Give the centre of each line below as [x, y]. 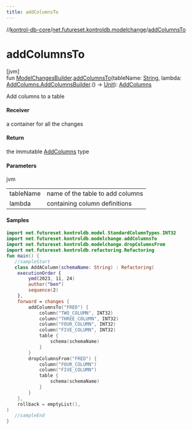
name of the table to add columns [95, 194]
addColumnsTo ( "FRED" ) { [58, 307]
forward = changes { [43, 301]
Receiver [18, 110]
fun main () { [23, 256]
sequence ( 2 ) [44, 290]
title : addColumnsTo [33, 12]
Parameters [21, 166]
